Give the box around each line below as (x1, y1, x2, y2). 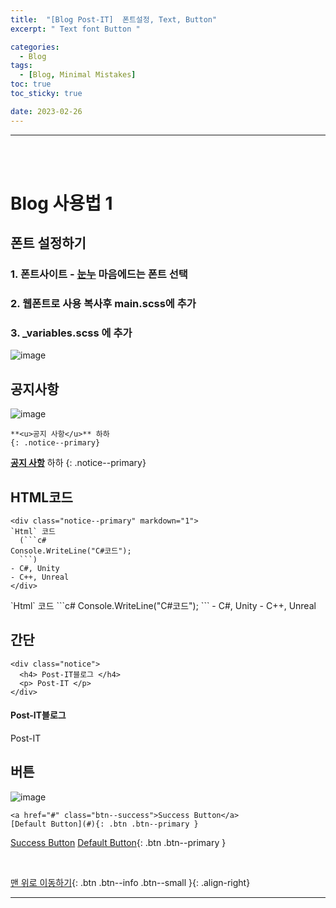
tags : (10, 61, 33, 71)
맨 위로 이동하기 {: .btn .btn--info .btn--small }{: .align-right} (10, 876, 251, 888)
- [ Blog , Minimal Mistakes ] (19, 70, 137, 80)
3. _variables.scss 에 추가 (10, 326, 133, 340)
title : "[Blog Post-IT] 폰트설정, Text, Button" (10, 14, 218, 25)
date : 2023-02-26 (10, 106, 83, 116)
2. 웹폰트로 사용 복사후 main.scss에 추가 (10, 297, 197, 311)
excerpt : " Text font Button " (10, 24, 141, 34)
